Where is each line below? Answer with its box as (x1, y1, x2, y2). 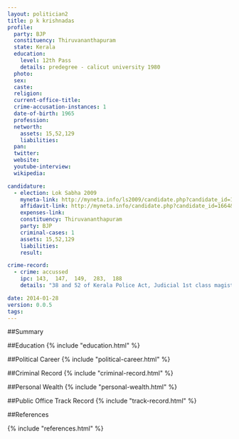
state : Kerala (14, 44, 55, 51)
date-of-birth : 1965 (14, 110, 75, 117)
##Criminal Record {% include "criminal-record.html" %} (7, 369, 174, 378)
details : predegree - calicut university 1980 (20, 64, 161, 71)
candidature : (7, 183, 46, 190)
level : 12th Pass (20, 57, 72, 64)
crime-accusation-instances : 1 (14, 104, 107, 111)
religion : (14, 90, 43, 97)
